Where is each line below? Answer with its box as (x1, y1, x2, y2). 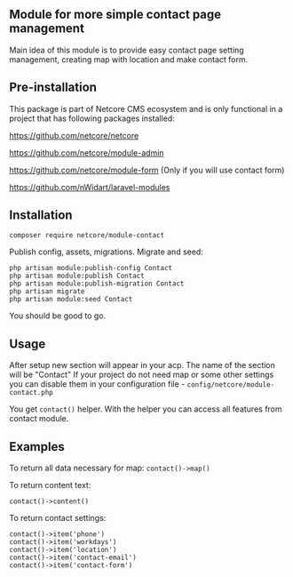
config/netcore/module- (186, 381, 275, 389)
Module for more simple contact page (9, 7, 222, 22)
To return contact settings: (9, 513, 107, 524)
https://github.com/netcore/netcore (9, 130, 139, 140)
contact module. (9, 413, 69, 424)
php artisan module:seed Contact (9, 295, 133, 304)
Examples (9, 439, 65, 454)
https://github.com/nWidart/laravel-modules (9, 181, 170, 192)
